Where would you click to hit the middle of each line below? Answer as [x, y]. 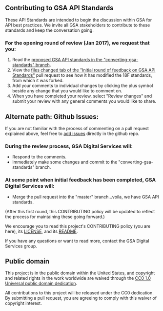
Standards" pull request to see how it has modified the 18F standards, [82, 75]
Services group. [21, 246]
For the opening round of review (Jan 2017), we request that [77, 43]
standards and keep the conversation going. [49, 30]
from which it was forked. [38, 81]
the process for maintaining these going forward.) [55, 217]
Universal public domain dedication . [41, 284]
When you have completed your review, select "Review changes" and [82, 96]
